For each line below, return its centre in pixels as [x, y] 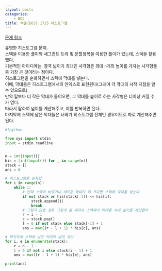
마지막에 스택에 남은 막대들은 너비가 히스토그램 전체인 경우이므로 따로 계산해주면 [81, 115]
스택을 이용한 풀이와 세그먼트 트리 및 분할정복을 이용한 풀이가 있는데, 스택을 [76, 54]
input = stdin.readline [29, 143]
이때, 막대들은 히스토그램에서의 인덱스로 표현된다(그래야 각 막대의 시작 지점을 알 [80, 84]
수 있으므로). [17, 90]
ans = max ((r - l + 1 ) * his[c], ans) [62, 228]
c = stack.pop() [39, 219]
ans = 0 [13, 170]
